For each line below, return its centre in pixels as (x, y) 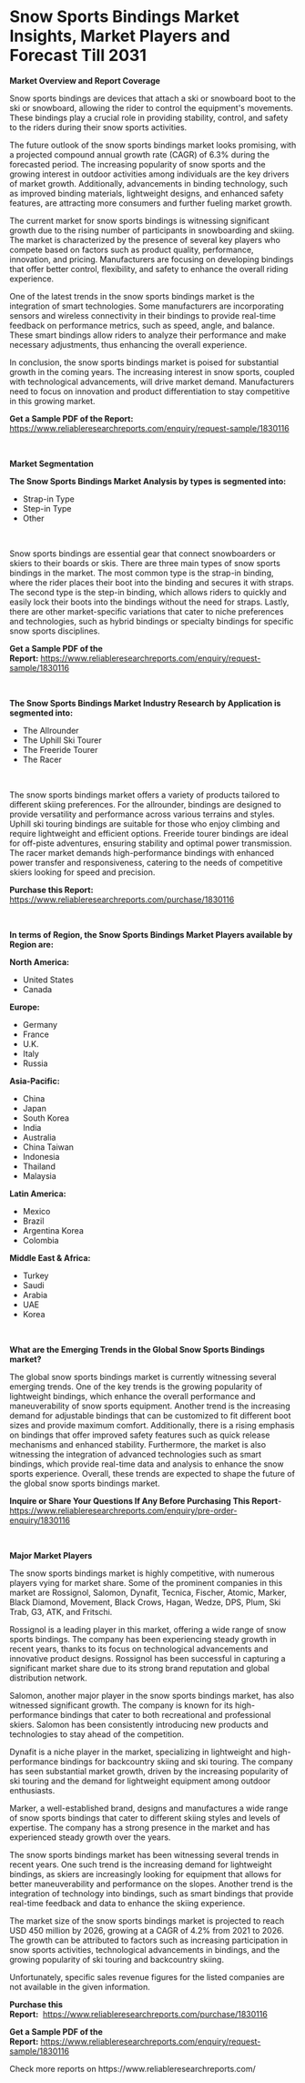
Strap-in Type (48, 499)
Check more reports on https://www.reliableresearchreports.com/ (133, 2068)
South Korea (46, 1118)
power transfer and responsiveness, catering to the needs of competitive (147, 862)
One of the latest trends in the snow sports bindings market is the (132, 296)
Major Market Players (51, 1555)
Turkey (36, 1275)
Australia (39, 1137)
